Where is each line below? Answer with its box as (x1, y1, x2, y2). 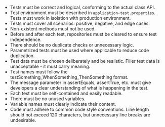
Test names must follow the (10, 69, 68, 75)
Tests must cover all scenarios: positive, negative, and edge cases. (10, 20, 150, 26)
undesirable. (10, 117, 36, 123)
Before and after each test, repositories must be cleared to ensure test (10, 31, 157, 37)
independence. (10, 36, 42, 43)
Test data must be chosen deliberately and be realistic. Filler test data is (10, 58, 160, 64)
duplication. (10, 53, 35, 59)
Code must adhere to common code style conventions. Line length (10, 106, 149, 112)
